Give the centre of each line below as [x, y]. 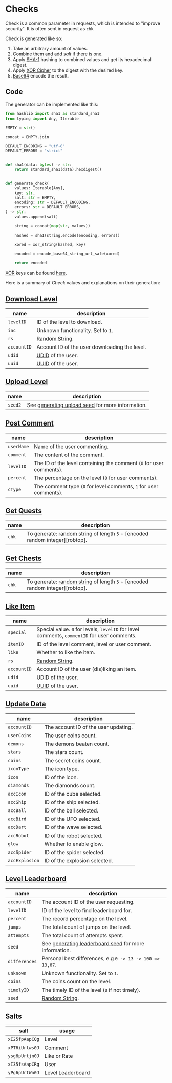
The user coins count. [71, 736]
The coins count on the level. [77, 981]
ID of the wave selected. [73, 827]
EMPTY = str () [20, 128]
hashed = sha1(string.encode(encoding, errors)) [67, 235]
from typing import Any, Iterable [42, 119]
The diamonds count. [70, 785]
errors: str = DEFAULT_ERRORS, [48, 207]
